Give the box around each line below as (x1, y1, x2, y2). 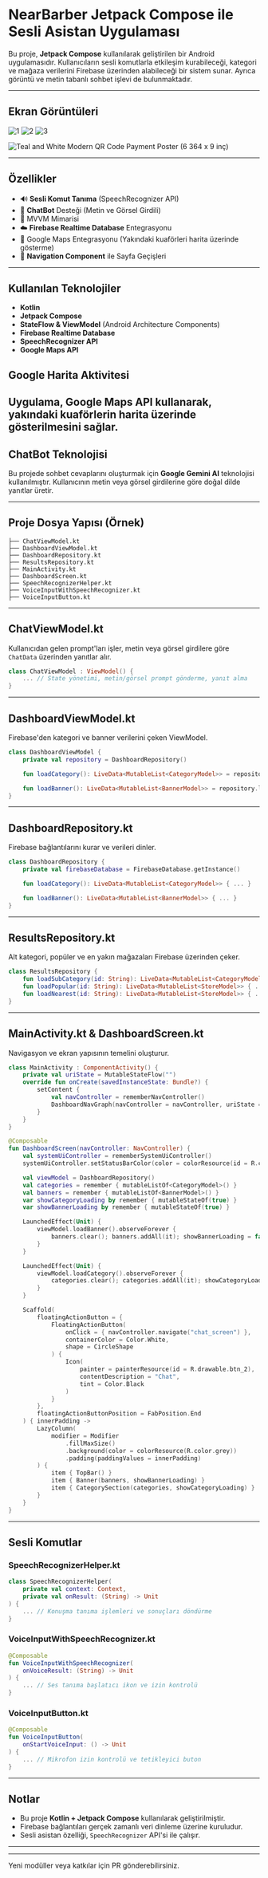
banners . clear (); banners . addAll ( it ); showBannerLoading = (50, 1233, 251, 1241)
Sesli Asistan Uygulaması (8, 22, 180, 41)
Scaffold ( (22, 1306, 56, 1314)
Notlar (8, 1793, 41, 1806)
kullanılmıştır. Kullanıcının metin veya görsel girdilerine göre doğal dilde (8, 477, 241, 486)
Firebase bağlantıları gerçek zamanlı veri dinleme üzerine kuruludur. (19, 1822, 243, 1832)
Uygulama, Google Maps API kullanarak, (8, 396, 212, 409)
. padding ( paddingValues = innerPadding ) (65, 1454, 202, 1463)
